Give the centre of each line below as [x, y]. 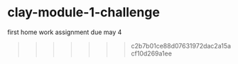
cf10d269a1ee [152, 53]
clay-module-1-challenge [83, 12]
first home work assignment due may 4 [65, 32]
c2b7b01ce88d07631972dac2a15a [181, 46]
